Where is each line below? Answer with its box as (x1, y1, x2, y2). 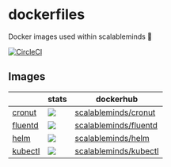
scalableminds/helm (74, 132, 150, 143)
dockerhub (96, 93, 139, 104)
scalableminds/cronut (74, 107, 156, 118)
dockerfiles (8, 6, 85, 24)
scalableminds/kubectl (74, 145, 160, 156)
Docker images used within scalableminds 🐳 (8, 32, 153, 41)
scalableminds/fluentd (74, 120, 158, 131)
